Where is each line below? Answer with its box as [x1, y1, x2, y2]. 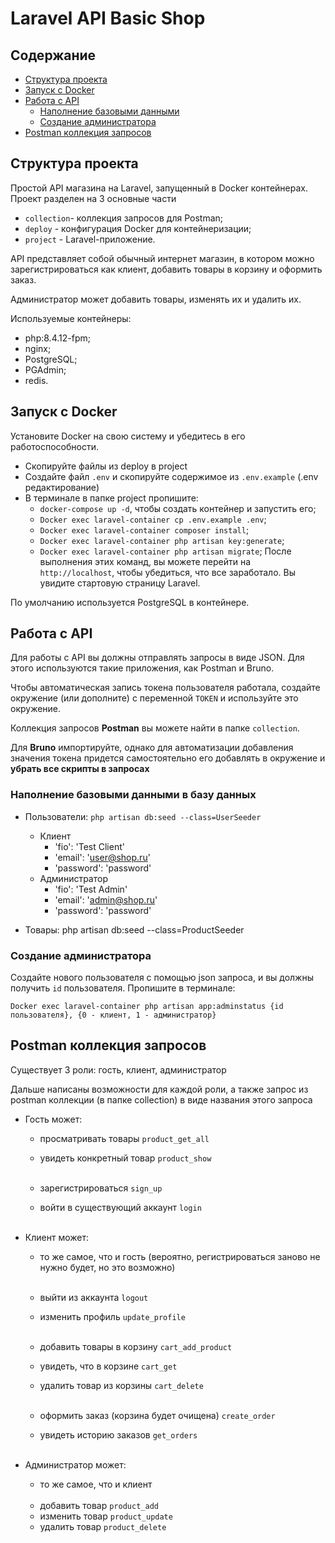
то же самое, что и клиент [39, 1478, 153, 1490]
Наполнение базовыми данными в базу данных [10, 788, 257, 802]
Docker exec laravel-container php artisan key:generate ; [39, 534, 285, 546]
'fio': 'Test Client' [54, 840, 125, 852]
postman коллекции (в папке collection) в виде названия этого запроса [10, 1093, 313, 1106]
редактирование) [24, 481, 100, 493]
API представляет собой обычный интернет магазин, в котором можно [10, 252, 315, 264]
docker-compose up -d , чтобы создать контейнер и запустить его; [39, 502, 317, 514]
